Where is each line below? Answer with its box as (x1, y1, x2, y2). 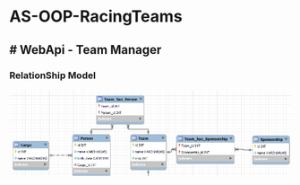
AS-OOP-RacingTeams (9, 6, 183, 27)
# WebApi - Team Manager (9, 42, 162, 57)
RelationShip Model (9, 69, 97, 82)
